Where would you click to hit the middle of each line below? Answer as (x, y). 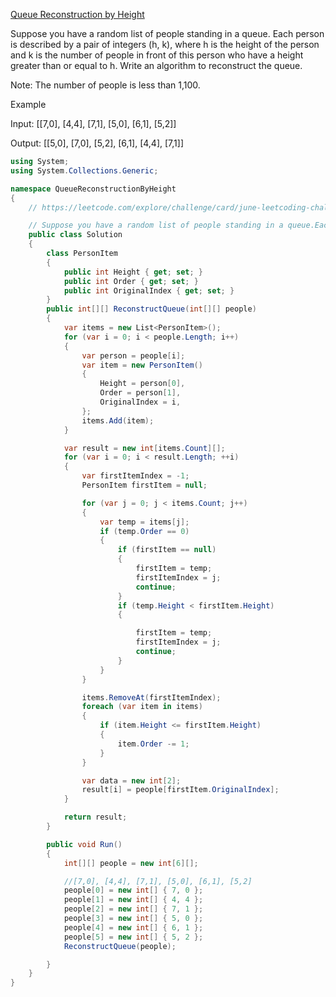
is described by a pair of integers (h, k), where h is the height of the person (165, 44)
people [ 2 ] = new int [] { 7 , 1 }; (133, 909)
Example (28, 104)
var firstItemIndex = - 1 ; (135, 476)
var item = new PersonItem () (142, 365)
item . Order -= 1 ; (153, 744)
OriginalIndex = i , (140, 402)
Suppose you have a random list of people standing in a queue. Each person (167, 33)
